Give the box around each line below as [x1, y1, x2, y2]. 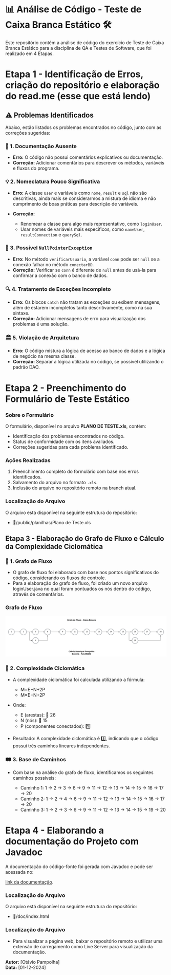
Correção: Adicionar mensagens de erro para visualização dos [12, 316, 146, 322]
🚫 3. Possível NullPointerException [5, 244, 93, 251]
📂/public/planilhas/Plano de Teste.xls [12, 519, 91, 525]
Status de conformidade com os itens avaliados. [12, 438, 115, 445]
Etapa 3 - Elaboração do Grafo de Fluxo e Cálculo [5, 534, 164, 543]
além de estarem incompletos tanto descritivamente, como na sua [12, 305, 153, 311]
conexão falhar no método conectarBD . [12, 261, 94, 267]
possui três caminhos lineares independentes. [12, 743, 110, 749]
